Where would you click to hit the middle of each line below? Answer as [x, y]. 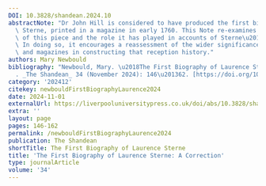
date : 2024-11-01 [37, 97]
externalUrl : [30, 104]
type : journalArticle [44, 163]
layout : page [30, 119]
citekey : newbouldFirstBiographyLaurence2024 [84, 89]
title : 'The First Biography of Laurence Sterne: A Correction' [116, 155]
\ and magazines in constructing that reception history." [115, 52]
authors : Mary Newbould [47, 60]
